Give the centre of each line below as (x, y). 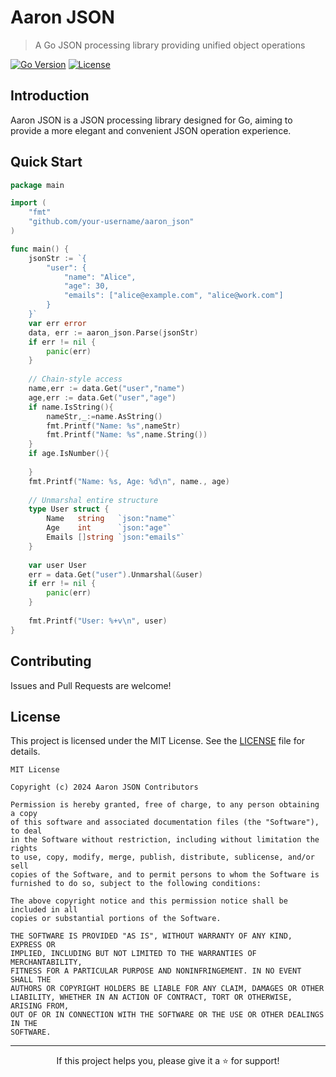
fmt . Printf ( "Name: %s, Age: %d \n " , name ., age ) (129, 481)
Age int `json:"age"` (109, 528)
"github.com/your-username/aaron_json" (111, 222)
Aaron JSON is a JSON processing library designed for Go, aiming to (151, 120)
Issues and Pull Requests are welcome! (91, 685)
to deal (26, 831)
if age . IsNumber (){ (69, 454)
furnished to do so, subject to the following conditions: (136, 884)
